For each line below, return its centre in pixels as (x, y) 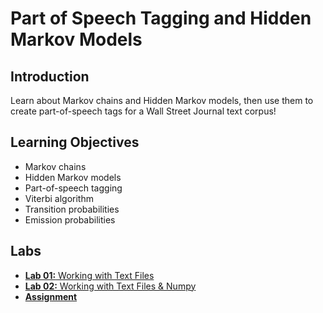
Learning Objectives (75, 142)
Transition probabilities (72, 209)
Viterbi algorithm (59, 198)
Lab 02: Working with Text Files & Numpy (110, 286)
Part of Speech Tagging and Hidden (161, 18)
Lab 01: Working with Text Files (89, 275)
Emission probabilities (70, 219)
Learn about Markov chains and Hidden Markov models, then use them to (162, 100)
